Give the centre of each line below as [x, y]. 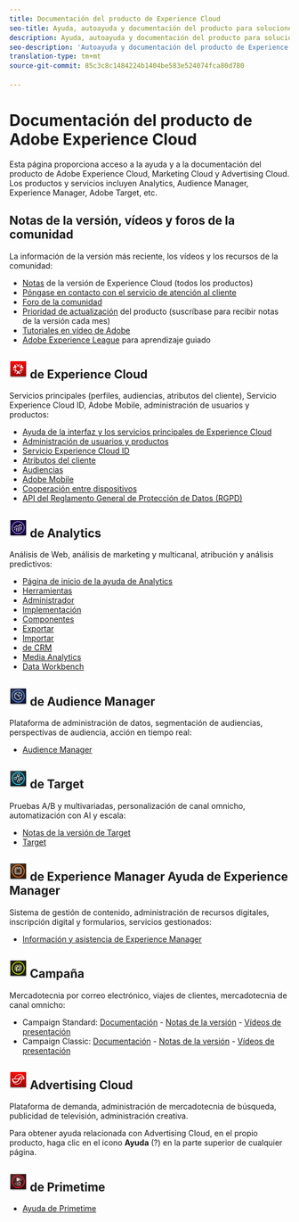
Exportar [38, 629]
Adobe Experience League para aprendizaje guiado [116, 340]
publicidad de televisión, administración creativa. [99, 1116]
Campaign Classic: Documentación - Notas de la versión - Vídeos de [148, 1041]
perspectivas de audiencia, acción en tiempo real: [101, 732]
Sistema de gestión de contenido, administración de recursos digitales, [139, 912]
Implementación [52, 610]
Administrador [48, 600]
